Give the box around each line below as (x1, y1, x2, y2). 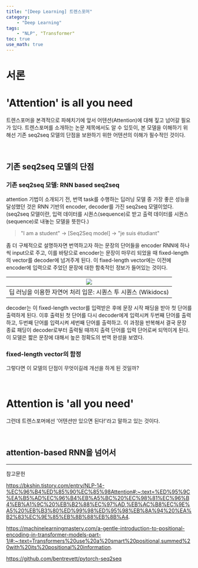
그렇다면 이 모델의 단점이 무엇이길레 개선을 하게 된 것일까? (6, 364, 140, 371)
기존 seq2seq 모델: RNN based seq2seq (6, 181, 120, 189)
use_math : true (6, 42, 44, 48)
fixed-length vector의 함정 (6, 350, 81, 358)
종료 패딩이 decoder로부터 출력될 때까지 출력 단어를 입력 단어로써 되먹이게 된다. (6, 326, 190, 333)
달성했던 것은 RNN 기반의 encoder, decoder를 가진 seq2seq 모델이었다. (6, 203, 174, 210)
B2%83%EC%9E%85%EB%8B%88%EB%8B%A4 (6, 513, 128, 520)
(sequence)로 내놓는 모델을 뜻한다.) (6, 218, 90, 225)
